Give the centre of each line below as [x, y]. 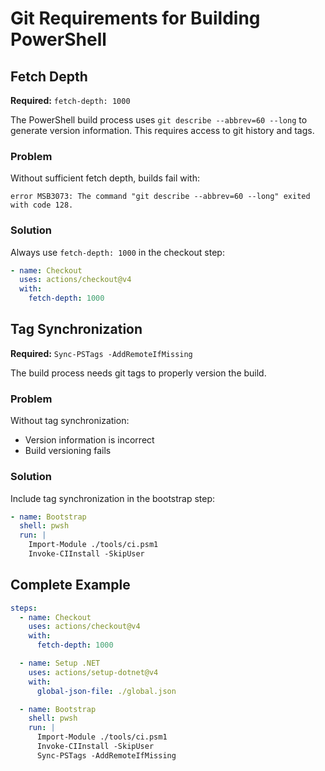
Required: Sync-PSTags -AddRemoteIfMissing [101, 353]
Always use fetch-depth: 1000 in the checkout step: [117, 252]
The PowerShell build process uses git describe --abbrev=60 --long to [159, 120]
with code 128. [42, 205]
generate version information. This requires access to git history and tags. [162, 130]
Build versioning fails [68, 451]
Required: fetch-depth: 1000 [70, 100]
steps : [24, 608]
